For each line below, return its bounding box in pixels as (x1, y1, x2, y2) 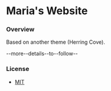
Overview (6, 25, 35, 34)
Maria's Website (6, 4, 88, 18)
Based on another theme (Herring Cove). (6, 38, 105, 45)
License (6, 65, 30, 73)
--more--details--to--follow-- (6, 50, 79, 57)
